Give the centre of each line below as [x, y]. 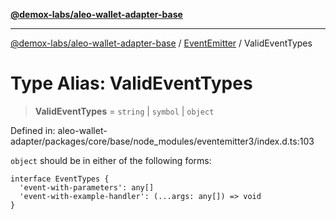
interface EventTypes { [60, 179]
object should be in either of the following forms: [111, 160]
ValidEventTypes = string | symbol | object [124, 111]
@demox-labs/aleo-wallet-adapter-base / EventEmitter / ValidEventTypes [161, 43]
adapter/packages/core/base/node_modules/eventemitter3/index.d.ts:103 [162, 141]
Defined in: [33, 130]
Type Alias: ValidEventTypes [131, 83]
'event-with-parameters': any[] [87, 187]
